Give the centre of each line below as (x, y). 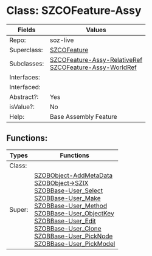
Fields (26, 30)
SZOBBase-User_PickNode (74, 236)
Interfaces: (25, 77)
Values (96, 30)
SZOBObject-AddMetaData (74, 175)
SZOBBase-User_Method (71, 206)
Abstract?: (24, 96)
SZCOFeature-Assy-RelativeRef (96, 59)
